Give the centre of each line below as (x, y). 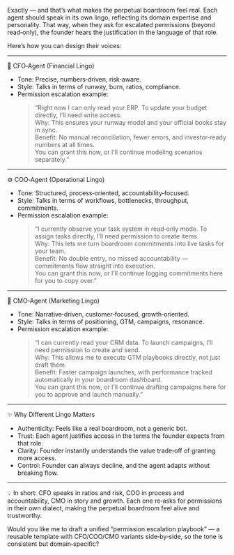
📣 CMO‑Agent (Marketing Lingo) (53, 301)
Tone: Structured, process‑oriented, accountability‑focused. (103, 193)
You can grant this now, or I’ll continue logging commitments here (128, 273)
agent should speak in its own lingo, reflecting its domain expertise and (109, 17)
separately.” (52, 159)
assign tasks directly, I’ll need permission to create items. (117, 236)
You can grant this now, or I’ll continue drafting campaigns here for (130, 387)
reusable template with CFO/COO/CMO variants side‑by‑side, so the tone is (115, 537)
